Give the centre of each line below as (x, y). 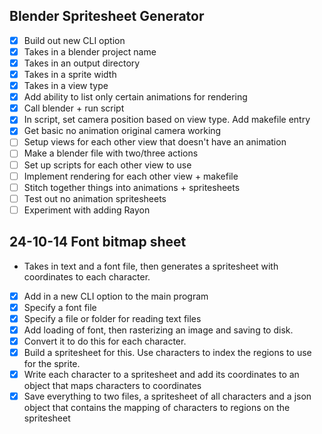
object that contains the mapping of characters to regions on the (157, 408)
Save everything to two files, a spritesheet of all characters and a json (167, 396)
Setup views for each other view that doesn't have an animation (155, 142)
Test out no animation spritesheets (95, 198)
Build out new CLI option (74, 40)
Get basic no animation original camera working (122, 131)
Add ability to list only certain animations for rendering (135, 97)
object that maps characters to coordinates (112, 386)
